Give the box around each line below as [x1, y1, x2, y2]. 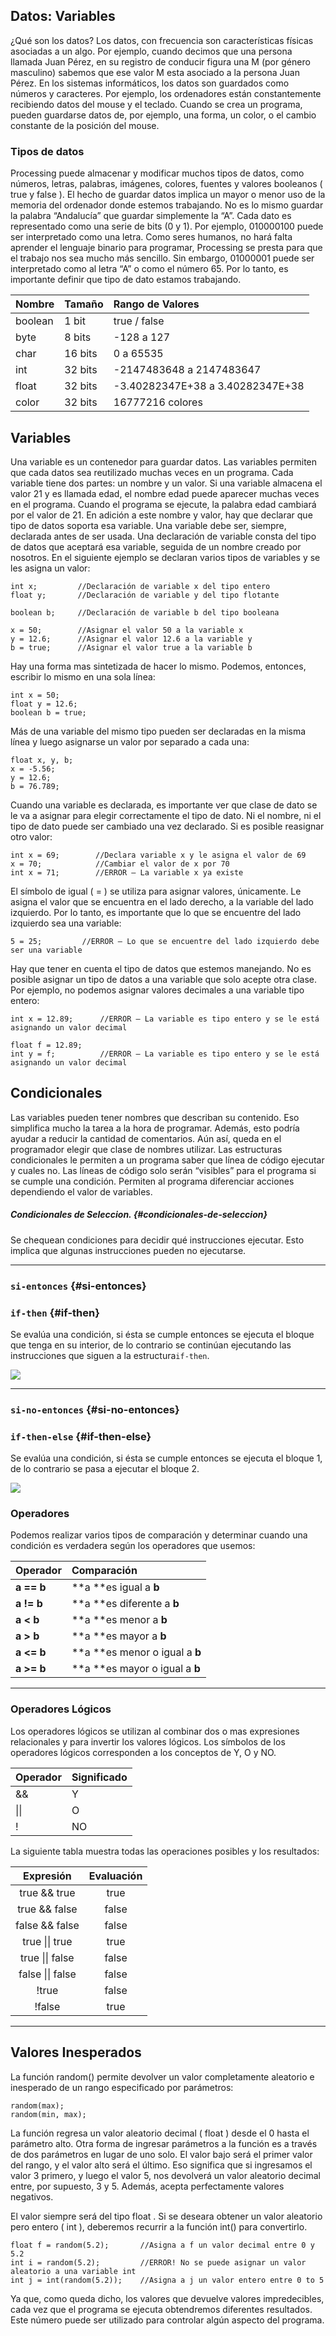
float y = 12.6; [10, 699, 78, 709]
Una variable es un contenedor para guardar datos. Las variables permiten [10, 455, 318, 468]
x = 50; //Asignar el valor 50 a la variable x [10, 625, 244, 635]
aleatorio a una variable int [10, 2266, 137, 2276]
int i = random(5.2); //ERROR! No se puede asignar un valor [10, 2257, 307, 2268]
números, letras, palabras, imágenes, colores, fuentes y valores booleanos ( [10, 178, 323, 190]
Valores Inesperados [10, 2044, 142, 2061]
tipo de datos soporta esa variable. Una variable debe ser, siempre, [10, 519, 287, 531]
